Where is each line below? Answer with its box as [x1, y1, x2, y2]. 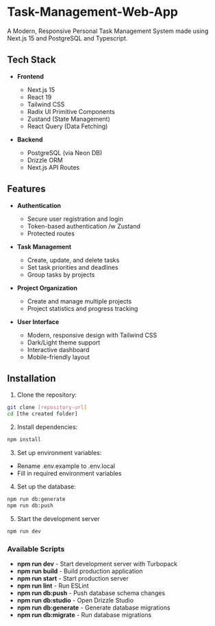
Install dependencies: [16, 423, 78, 431]
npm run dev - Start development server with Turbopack [16, 559, 178, 568]
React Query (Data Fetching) [27, 121, 108, 130]
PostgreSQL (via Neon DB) [27, 148, 103, 156]
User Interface [16, 317, 60, 326]
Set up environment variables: [16, 449, 102, 456]
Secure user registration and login [27, 214, 123, 223]
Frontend [16, 72, 45, 80]
